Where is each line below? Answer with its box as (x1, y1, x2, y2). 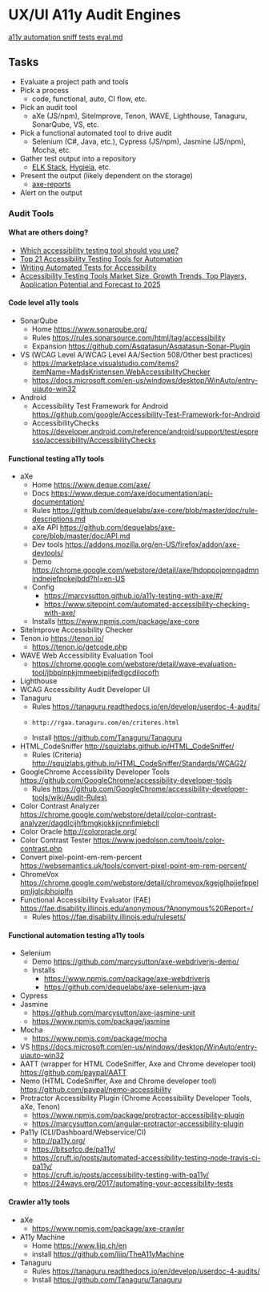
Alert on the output (19, 187, 82, 198)
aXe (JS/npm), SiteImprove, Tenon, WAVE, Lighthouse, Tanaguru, (31, 111, 247, 120)
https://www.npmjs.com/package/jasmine (31, 1017, 171, 1026)
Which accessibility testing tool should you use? (19, 245, 179, 255)
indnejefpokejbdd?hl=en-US (31, 574, 126, 584)
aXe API (31, 523, 58, 532)
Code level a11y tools (8, 298, 79, 308)
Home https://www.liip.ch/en (31, 1241, 127, 1250)
